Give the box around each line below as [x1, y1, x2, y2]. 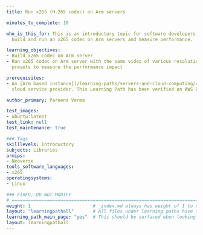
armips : [6, 152, 26, 159]
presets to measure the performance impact [11, 64, 123, 70]
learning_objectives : [6, 47, 61, 53]
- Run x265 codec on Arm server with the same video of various [6, 59, 172, 65]
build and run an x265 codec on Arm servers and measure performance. [11, 36, 193, 42]
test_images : [6, 108, 39, 114]
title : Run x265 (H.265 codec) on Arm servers [6, 8, 126, 15]
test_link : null [6, 119, 47, 126]
